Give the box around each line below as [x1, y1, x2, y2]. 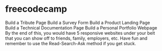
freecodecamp [5, 3, 67, 15]
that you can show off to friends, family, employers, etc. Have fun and [5, 35, 148, 41]
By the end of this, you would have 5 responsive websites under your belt [5, 30, 155, 36]
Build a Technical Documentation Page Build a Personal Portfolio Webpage [5, 25, 158, 30]
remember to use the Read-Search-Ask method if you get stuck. [5, 40, 136, 46]
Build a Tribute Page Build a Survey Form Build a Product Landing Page [5, 20, 150, 25]
